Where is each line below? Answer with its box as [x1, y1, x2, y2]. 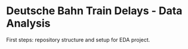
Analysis [6, 17, 51, 30]
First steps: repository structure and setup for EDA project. [6, 36, 150, 43]
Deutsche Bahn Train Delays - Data [6, 4, 183, 18]
